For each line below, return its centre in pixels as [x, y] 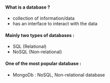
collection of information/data [44, 18]
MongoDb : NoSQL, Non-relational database [59, 75]
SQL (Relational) [29, 47]
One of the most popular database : [43, 64]
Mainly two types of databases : [40, 35]
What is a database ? [28, 7]
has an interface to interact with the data [55, 24]
